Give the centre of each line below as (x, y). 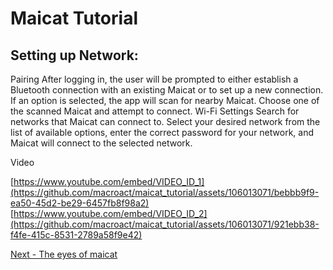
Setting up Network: (74, 55)
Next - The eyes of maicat (64, 254)
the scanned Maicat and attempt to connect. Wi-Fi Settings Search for (155, 111)
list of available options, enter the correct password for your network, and (162, 132)
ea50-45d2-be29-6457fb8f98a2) (80, 203)
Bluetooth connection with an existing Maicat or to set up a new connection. (167, 90)
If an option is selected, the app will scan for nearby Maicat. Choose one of (165, 100)
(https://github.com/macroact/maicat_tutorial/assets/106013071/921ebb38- (165, 224)
